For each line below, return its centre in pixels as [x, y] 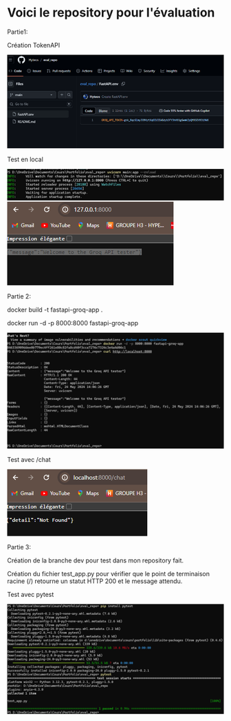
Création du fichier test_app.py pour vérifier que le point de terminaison [109, 573]
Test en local [25, 159]
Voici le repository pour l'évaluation [111, 13]
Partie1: [18, 32]
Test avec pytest [31, 594]
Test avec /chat [29, 459]
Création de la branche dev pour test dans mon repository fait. [96, 560]
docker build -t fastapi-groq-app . [55, 309]
